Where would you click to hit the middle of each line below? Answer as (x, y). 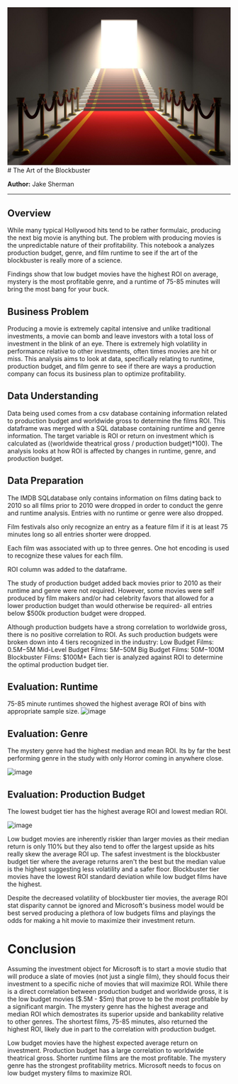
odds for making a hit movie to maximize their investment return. (102, 921)
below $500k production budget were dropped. (77, 613)
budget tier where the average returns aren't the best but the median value (117, 862)
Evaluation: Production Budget (76, 794)
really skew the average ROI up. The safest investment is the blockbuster (114, 854)
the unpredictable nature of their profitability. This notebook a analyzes (111, 245)
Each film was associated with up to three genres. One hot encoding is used (118, 548)
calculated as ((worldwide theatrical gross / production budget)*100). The (115, 443)
